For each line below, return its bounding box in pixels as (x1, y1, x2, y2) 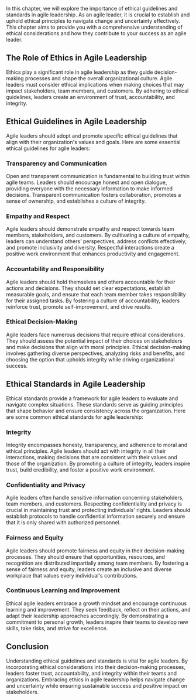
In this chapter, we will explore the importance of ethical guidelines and (6, 5, 178, 12)
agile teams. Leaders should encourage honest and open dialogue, (6, 179, 167, 186)
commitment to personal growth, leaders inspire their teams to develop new (6, 618, 188, 626)
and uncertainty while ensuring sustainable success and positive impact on (6, 682, 188, 689)
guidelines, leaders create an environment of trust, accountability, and (6, 93, 176, 100)
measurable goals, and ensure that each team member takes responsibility (6, 291, 186, 298)
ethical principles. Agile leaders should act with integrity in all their (6, 448, 166, 455)
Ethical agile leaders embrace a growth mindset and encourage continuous (6, 600, 187, 607)
